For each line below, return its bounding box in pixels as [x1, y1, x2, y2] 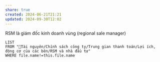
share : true [5, 7, 30, 12]
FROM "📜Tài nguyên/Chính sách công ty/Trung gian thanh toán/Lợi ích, [5, 44, 156, 49]
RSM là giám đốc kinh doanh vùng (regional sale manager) [5, 30, 126, 36]
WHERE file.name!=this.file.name [5, 53, 75, 58]
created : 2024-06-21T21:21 [5, 12, 62, 17]
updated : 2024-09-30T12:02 [5, 16, 62, 21]
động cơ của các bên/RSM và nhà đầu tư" [5, 48, 91, 54]
